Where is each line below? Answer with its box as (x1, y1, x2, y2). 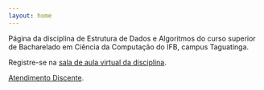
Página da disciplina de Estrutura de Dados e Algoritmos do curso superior (8, 33, 256, 43)
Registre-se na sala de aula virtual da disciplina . (8, 57, 167, 67)
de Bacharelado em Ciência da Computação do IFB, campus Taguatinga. (8, 41, 250, 52)
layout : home (8, 11, 52, 20)
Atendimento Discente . (8, 72, 85, 82)
